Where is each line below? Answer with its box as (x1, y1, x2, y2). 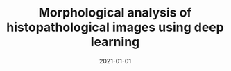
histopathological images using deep (6, 19, 224, 35)
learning (90, 34, 140, 50)
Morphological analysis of (38, 5, 192, 21)
